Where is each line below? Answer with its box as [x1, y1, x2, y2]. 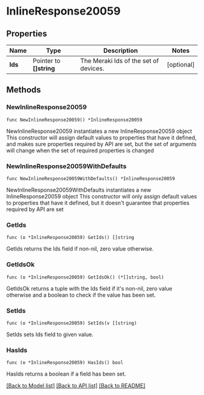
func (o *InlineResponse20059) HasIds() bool [6, 360, 123, 366]
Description [103, 47, 138, 55]
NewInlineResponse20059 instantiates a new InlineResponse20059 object [6, 127, 192, 135]
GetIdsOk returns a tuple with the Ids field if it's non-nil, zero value [6, 285, 172, 292]
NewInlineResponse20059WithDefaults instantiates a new [6, 186, 152, 194]
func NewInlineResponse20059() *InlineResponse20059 [6, 116, 143, 123]
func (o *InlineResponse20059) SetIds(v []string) [6, 320, 137, 326]
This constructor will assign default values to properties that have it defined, [6, 133, 197, 141]
